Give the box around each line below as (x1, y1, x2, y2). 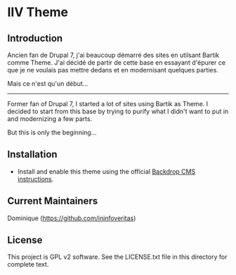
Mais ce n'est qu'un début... (7, 79, 88, 88)
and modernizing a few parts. (7, 115, 93, 123)
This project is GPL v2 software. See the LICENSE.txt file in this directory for (7, 252, 228, 261)
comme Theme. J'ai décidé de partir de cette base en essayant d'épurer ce (7, 58, 226, 67)
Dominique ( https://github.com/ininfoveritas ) (7, 214, 136, 222)
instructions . (17, 174, 54, 183)
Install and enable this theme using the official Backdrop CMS (17, 167, 196, 176)
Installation (7, 148, 58, 160)
